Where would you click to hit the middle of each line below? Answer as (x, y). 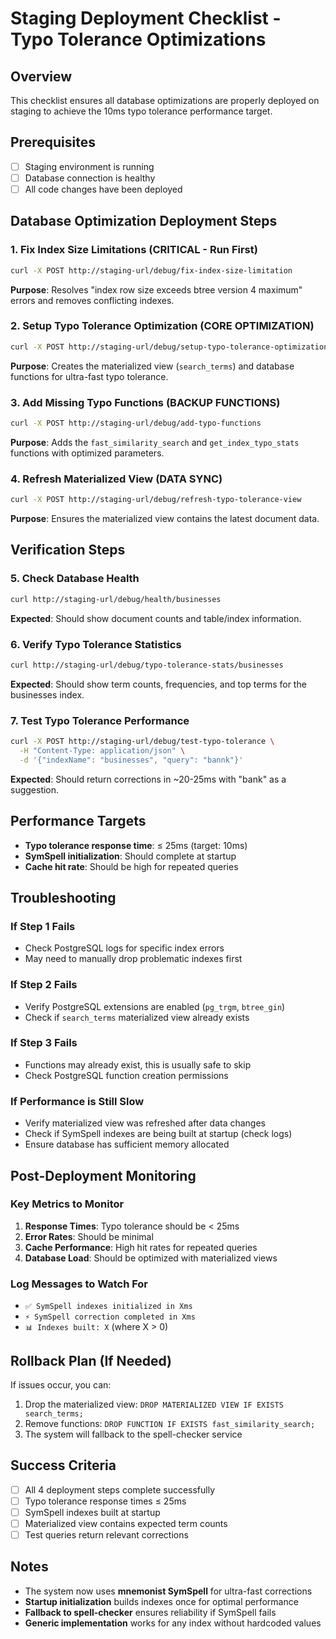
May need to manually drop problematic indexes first (133, 959)
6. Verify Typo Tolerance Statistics (96, 644)
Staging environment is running (89, 166)
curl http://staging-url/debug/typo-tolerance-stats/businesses (147, 665)
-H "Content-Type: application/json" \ (102, 750)
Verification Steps (68, 550)
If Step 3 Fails (44, 1043)
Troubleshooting (63, 897)
